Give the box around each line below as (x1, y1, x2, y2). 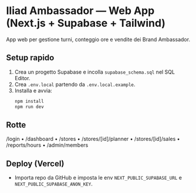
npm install (14, 98, 44, 104)
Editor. (14, 74, 31, 81)
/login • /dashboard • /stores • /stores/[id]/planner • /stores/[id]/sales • (6, 136, 180, 143)
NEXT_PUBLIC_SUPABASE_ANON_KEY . (14, 180, 93, 188)
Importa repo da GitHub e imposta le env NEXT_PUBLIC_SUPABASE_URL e (14, 174, 182, 181)
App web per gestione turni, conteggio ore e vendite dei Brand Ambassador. (6, 36, 191, 43)
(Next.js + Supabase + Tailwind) (6, 16, 166, 30)
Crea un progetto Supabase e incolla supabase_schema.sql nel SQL (14, 68, 175, 75)
